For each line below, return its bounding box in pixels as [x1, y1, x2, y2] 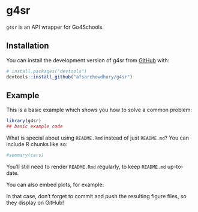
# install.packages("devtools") [6, 68, 87, 74]
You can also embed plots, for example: [6, 181, 104, 188]
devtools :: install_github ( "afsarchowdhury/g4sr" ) [6, 74, 133, 80]
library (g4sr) [6, 118, 42, 124]
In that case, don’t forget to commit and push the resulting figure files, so [6, 192, 187, 199]
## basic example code [6, 123, 63, 129]
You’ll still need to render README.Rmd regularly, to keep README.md [6, 163, 166, 170]
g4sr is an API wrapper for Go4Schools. [6, 23, 104, 31]
